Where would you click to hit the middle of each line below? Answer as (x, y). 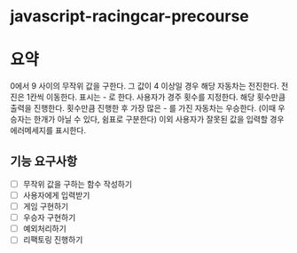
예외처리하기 (45, 229)
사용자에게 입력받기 (56, 195)
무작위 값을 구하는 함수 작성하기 (77, 184)
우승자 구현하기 (49, 217)
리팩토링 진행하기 (53, 240)
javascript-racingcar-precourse (129, 16)
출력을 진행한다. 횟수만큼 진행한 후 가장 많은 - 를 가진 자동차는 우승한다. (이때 (143, 108)
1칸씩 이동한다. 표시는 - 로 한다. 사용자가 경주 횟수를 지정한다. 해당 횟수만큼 (156, 97)
